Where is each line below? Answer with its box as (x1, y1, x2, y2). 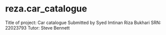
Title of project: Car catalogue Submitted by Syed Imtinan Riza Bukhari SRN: (5, 19, 162, 25)
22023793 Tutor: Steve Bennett (5, 24, 70, 30)
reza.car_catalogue (5, 3, 87, 14)
